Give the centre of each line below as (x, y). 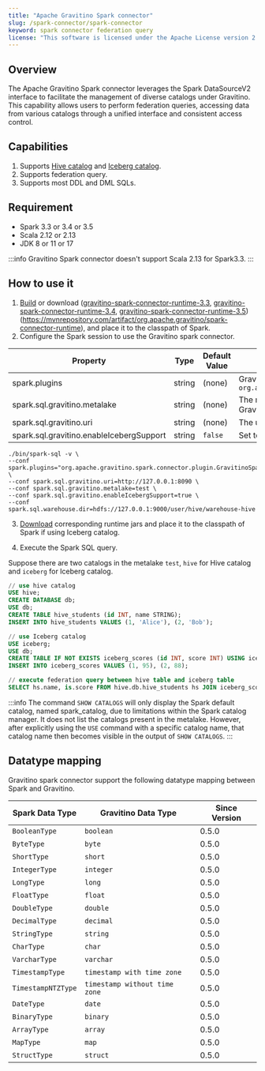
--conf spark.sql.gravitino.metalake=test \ (82, 488)
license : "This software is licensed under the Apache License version (128, 38)
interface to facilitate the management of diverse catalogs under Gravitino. (129, 97)
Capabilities (38, 147)
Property (89, 360)
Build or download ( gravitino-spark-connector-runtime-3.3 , (116, 303)
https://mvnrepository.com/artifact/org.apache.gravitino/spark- (125, 319)
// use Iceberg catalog (47, 637)
